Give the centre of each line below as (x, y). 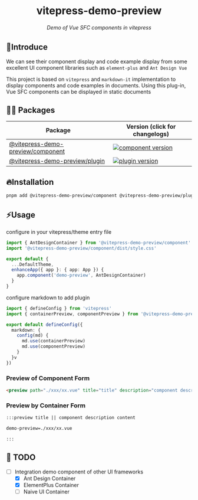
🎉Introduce (27, 47)
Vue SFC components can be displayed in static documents (79, 91)
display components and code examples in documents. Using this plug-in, (96, 85)
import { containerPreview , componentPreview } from (72, 314)
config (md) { (33, 336)
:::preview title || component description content (71, 418)
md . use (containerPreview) (53, 341)
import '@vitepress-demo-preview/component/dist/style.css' (82, 248)
